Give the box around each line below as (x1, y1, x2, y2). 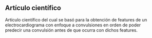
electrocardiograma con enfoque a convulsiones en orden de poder (5, 22, 141, 28)
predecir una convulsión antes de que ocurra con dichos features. (5, 27, 138, 33)
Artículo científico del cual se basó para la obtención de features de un (5, 17, 147, 22)
